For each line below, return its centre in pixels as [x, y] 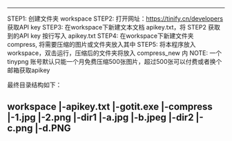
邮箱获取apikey [29, 70]
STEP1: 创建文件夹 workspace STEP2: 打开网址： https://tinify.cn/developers [115, 19]
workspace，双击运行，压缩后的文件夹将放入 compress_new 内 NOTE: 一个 [115, 53]
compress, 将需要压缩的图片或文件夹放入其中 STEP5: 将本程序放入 [101, 44]
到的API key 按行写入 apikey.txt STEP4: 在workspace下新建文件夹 [100, 36]
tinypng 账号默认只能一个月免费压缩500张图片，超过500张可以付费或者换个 [115, 62]
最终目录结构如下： [35, 85]
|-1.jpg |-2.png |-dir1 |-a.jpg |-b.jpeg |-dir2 [100, 118]
